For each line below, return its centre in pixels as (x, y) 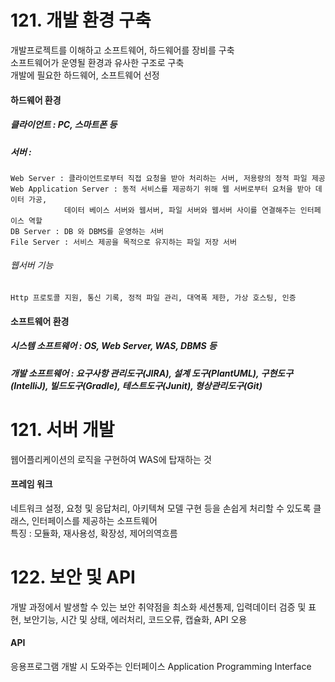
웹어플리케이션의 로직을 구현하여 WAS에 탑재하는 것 (111, 459)
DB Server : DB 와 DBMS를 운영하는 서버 (87, 231)
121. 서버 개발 (62, 429)
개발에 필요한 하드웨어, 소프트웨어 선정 (85, 75)
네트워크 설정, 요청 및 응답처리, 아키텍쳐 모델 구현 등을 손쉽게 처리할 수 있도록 (161, 508)
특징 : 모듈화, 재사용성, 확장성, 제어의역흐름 (94, 533)
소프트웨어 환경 (40, 321)
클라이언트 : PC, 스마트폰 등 (64, 125)
